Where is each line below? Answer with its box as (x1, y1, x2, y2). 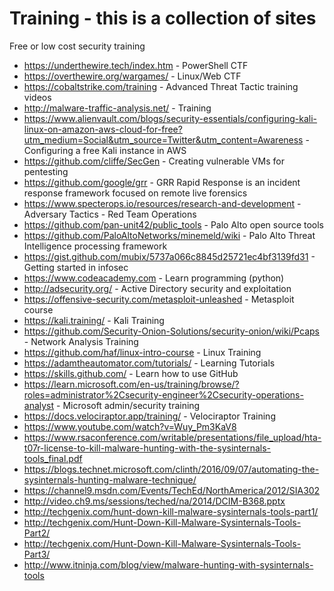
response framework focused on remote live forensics (23, 187, 248, 199)
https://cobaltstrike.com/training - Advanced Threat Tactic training (23, 80, 299, 92)
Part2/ (23, 527, 51, 539)
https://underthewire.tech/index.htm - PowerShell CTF (23, 59, 249, 71)
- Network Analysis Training (23, 335, 139, 347)
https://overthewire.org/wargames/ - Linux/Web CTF (23, 70, 242, 82)
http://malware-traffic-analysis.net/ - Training (23, 102, 212, 114)
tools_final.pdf (23, 452, 83, 464)
